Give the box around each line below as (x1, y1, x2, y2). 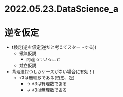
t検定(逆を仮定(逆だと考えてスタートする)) (11, 44, 97, 50)
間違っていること (26, 57, 61, 62)
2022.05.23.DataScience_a (4, 3, 119, 15)
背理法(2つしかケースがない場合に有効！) (11, 69, 95, 75)
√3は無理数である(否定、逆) (19, 75, 75, 81)
